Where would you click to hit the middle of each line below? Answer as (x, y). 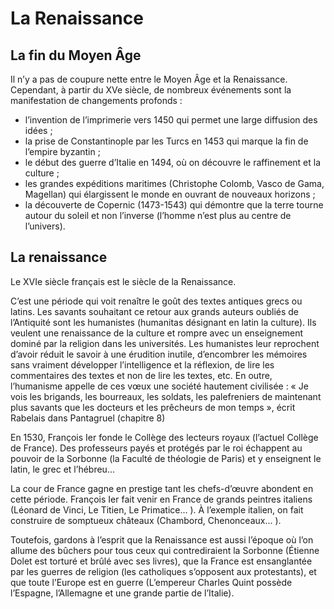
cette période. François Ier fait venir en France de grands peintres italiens (161, 499)
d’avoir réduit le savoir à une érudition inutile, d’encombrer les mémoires (159, 354)
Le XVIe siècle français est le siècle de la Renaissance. (123, 281)
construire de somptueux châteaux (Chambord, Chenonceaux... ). (146, 520)
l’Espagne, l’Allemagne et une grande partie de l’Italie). (122, 593)
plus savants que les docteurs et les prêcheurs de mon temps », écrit (153, 407)
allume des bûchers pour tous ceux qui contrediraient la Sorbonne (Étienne (165, 550)
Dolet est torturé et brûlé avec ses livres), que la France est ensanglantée (161, 561)
